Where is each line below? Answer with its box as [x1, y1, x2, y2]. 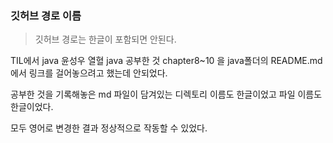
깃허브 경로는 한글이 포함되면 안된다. [34, 33, 177, 46]
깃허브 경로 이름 [10, 8, 82, 22]
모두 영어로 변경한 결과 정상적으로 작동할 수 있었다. [10, 122, 208, 134]
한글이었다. [10, 101, 54, 113]
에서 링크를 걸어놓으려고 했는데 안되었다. [10, 67, 168, 79]
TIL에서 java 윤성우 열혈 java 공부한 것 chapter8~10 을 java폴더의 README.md [10, 55, 323, 67]
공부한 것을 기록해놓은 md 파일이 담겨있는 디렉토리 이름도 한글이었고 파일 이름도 [10, 88, 323, 101]
